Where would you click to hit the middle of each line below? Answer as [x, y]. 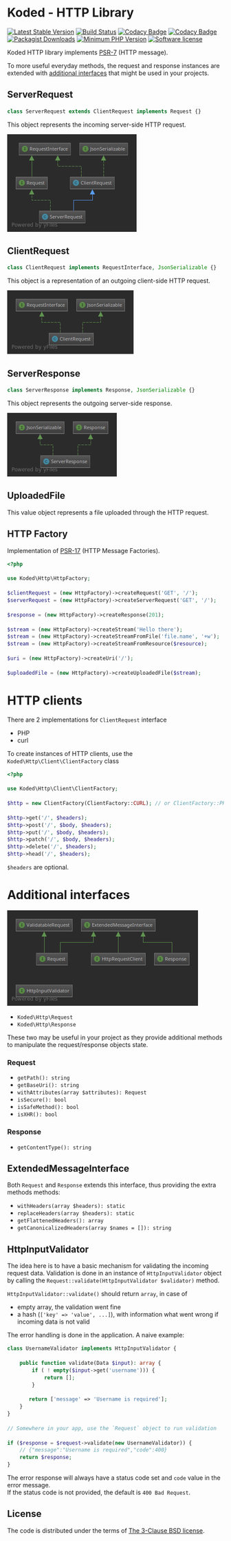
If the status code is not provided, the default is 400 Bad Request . [99, 1492]
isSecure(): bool [42, 1100]
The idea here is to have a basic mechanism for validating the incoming [108, 1266]
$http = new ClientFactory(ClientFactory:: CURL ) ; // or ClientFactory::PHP [118, 804]
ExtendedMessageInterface [68, 1168]
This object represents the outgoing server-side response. [90, 403]
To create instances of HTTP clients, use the [70, 753]
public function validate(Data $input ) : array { [90, 1363]
